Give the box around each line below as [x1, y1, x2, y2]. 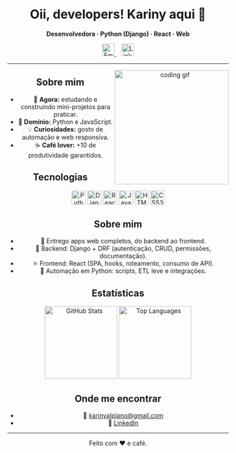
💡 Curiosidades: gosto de [27, 125, 103, 133]
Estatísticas [91, 287, 145, 299]
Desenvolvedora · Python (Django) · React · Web [46, 30, 190, 38]
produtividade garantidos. [27, 151, 103, 159]
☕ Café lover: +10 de [34, 141, 96, 149]
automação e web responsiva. [22, 133, 110, 141]
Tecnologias [32, 172, 88, 184]
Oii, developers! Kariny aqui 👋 [29, 6, 206, 23]
